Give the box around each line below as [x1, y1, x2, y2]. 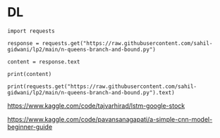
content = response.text [7, 58, 80, 65]
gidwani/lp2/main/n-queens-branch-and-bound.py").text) [7, 89, 175, 96]
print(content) [7, 70, 52, 77]
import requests [7, 27, 55, 34]
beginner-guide [7, 123, 53, 131]
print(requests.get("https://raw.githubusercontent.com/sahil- [7, 82, 197, 90]
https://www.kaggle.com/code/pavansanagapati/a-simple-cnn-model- [7, 115, 213, 123]
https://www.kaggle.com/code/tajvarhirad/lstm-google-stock [7, 101, 185, 110]
